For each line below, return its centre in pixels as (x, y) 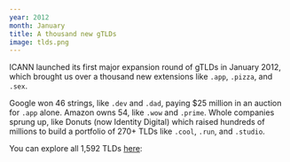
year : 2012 (29, 17)
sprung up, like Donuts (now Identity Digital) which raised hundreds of (137, 122)
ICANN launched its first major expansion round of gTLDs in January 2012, (145, 67)
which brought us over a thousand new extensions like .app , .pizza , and (141, 77)
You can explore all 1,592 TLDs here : (76, 149)
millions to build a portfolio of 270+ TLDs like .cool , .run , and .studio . (137, 131)
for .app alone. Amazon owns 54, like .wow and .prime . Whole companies (142, 112)
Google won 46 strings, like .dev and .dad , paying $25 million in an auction (145, 104)
